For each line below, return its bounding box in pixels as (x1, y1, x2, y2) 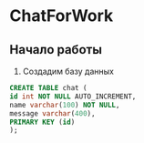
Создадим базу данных (22, 66, 114, 77)
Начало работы (9, 42, 103, 57)
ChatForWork (9, 5, 114, 26)
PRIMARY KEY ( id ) (9, 117, 76, 127)
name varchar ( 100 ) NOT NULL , (9, 100, 120, 109)
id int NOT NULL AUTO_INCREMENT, (9, 92, 137, 101)
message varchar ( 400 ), (9, 108, 96, 118)
